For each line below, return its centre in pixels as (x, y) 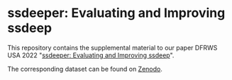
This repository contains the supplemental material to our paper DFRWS (112, 47)
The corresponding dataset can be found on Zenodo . (85, 69)
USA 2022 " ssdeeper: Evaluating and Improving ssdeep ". (91, 55)
